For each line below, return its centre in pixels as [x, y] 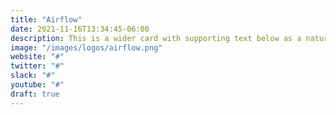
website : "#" [37, 57]
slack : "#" [33, 76]
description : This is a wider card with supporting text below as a [156, 38]
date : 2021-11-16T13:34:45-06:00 [80, 29]
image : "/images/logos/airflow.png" [86, 47]
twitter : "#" [37, 66]
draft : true [35, 94]
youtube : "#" [37, 85]
